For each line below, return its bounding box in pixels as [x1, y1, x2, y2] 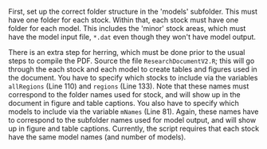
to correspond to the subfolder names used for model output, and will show [8, 116, 257, 124]
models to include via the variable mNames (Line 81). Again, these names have [8, 107, 259, 116]
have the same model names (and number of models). [8, 132, 187, 142]
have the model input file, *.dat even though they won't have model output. [8, 32, 257, 41]
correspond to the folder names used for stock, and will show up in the [8, 90, 241, 99]
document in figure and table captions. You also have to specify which [8, 99, 239, 108]
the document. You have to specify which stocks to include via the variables [8, 73, 258, 82]
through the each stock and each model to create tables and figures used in [8, 65, 257, 74]
